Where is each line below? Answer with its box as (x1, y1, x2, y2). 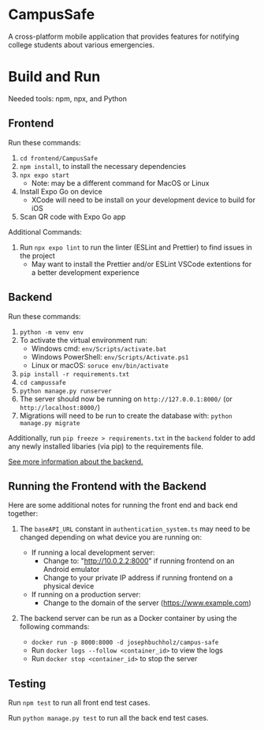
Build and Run (8, 68, 101, 86)
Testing (8, 677, 46, 690)
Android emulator (43, 565, 100, 574)
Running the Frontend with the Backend (8, 480, 207, 493)
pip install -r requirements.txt (19, 370, 130, 378)
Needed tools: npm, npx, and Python (8, 93, 128, 103)
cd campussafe (19, 378, 66, 386)
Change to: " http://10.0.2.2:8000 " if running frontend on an (43, 556, 235, 566)
